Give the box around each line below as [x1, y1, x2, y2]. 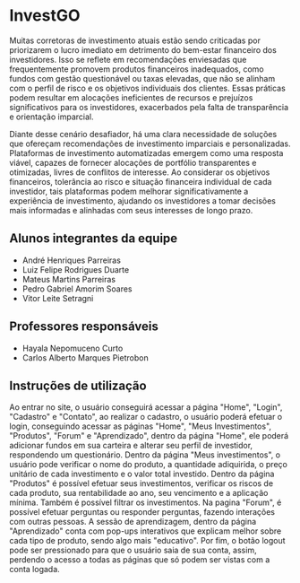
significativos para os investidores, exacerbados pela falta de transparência [9, 101, 289, 112]
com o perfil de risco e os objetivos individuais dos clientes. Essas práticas [9, 83, 287, 93]
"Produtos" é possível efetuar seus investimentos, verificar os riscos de [9, 478, 274, 489]
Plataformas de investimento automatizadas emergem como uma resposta [9, 147, 284, 158]
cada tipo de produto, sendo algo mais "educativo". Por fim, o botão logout [9, 535, 286, 546]
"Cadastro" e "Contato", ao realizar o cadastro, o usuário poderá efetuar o [9, 412, 283, 422]
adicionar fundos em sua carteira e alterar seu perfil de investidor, [9, 440, 253, 451]
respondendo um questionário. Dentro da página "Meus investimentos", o [9, 449, 280, 460]
